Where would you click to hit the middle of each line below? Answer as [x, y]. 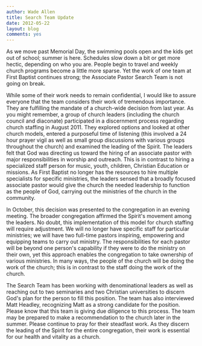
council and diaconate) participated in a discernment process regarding [95, 121]
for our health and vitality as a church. [53, 337]
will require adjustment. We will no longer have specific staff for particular [98, 229]
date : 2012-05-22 [28, 23]
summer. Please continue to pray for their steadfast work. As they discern [98, 324]
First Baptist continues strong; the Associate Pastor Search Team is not [94, 77]
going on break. [26, 84]
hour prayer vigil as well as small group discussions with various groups [96, 140]
